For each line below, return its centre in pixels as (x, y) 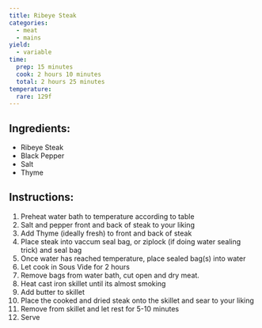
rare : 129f (34, 96)
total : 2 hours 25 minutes (61, 81)
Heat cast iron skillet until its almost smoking (93, 283)
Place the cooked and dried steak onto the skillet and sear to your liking (137, 300)
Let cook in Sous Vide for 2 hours (75, 266)
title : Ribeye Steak (43, 15)
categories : (28, 23)
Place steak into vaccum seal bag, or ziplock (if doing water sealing (131, 241)
